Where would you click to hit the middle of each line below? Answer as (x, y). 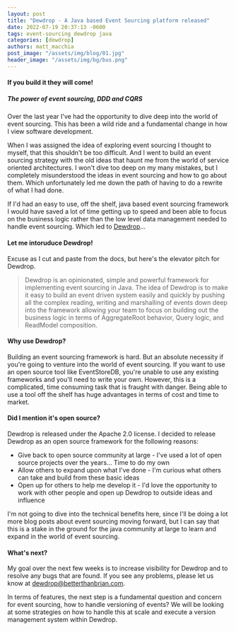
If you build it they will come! (51, 83)
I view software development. (50, 132)
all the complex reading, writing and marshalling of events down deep (126, 302)
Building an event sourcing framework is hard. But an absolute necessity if (116, 357)
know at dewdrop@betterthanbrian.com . (66, 584)
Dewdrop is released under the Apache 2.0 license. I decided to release (112, 434)
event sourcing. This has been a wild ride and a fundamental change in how (118, 124)
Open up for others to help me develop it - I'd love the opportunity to (117, 485)
